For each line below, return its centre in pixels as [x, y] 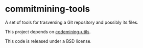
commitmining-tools [48, 9]
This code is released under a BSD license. [48, 41]
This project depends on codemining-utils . [48, 32]
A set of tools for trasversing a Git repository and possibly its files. [72, 22]
